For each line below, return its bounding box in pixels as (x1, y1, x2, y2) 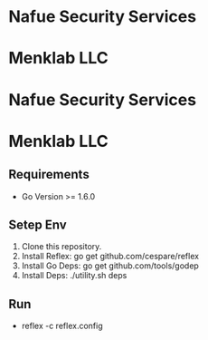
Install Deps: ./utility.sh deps (21, 270, 128, 281)
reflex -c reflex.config (21, 320, 103, 332)
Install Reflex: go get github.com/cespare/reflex (21, 251, 200, 262)
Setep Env (8, 217, 67, 232)
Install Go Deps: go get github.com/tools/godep (21, 260, 200, 271)
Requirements (8, 167, 90, 182)
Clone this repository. (21, 241, 102, 252)
